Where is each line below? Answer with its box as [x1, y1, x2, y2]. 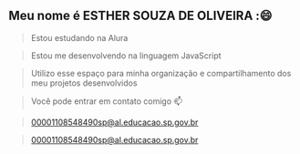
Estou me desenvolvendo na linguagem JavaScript [30, 50, 222, 61]
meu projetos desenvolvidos [30, 77, 138, 88]
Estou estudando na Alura [30, 32, 129, 43]
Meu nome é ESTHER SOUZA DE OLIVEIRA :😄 [8, 8, 273, 24]
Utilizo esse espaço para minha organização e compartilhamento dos [30, 67, 292, 78]
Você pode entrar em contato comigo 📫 [30, 96, 183, 107]
